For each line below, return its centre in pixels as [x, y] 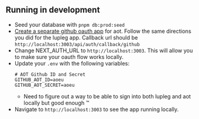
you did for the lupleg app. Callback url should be [76, 37]
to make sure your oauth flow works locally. [69, 56]
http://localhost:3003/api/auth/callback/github [77, 44]
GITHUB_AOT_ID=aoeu [39, 80]
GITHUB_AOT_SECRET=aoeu [45, 85]
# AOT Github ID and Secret [50, 74]
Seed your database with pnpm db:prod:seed [69, 24]
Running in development [53, 10]
